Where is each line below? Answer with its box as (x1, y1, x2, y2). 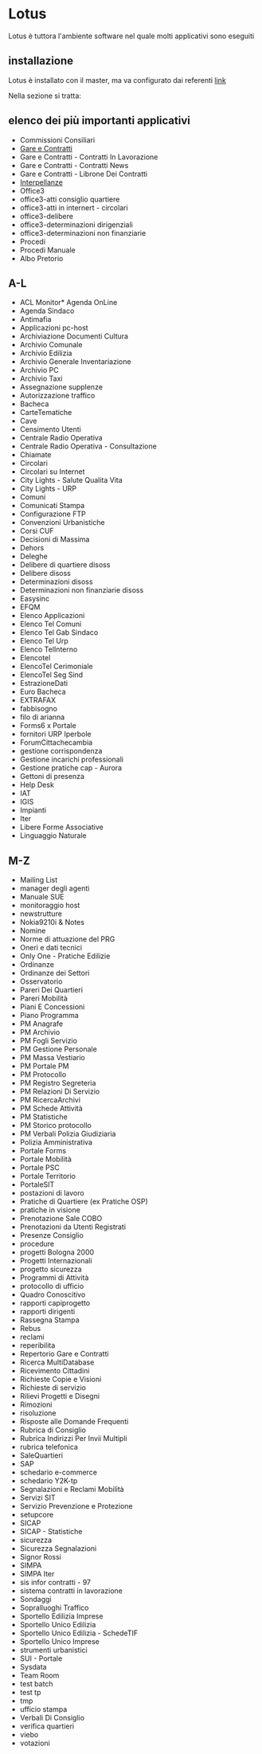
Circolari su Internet (19, 467, 85, 476)
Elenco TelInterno (19, 644, 78, 654)
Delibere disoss (19, 569, 72, 578)
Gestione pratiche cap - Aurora (19, 763, 122, 773)
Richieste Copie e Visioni (19, 1375, 102, 1384)
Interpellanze (19, 177, 64, 187)
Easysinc (19, 594, 50, 604)
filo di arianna (19, 712, 65, 722)
